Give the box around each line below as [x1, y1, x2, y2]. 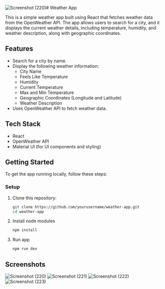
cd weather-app [12, 209, 44, 214]
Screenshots [5, 260, 46, 269]
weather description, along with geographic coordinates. [5, 30, 121, 36]
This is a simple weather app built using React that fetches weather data [5, 14, 153, 20]
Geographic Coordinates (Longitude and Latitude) [19, 95, 122, 100]
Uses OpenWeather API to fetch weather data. [12, 105, 107, 111]
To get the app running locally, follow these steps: [5, 171, 107, 177]
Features [5, 45, 33, 53]
